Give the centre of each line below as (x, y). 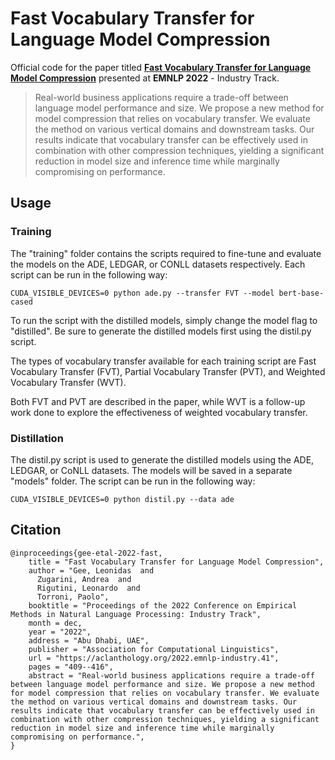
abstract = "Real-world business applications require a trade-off (171, 675)
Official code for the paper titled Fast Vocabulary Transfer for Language (161, 67)
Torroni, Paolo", (73, 597)
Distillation (37, 438)
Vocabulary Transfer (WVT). (68, 382)
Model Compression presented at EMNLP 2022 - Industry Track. (145, 78)
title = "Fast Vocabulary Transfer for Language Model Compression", (176, 562)
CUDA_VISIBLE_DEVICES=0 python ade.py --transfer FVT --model (142, 293)
